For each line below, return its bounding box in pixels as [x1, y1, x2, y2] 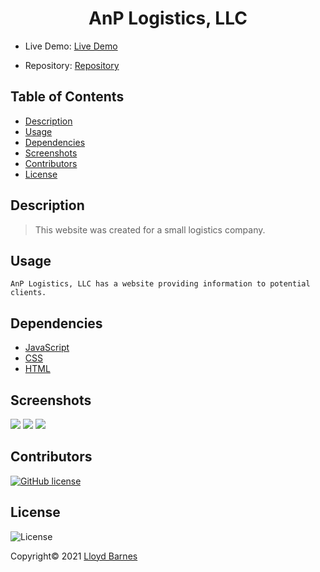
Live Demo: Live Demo [24, 40, 118, 52]
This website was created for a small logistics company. [34, 223, 266, 236]
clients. [10, 288, 47, 298]
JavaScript [24, 342, 70, 354]
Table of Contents [10, 88, 125, 106]
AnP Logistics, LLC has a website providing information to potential [10, 279, 311, 289]
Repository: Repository [24, 59, 120, 71]
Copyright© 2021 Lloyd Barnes [10, 550, 138, 562]
